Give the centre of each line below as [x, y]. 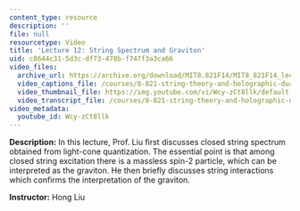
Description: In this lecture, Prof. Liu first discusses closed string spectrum [147, 142]
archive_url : [42, 76]
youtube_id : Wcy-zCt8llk [63, 117]
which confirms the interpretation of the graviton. [100, 180]
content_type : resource [54, 17]
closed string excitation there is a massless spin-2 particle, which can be [143, 161]
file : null [29, 34]
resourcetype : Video [48, 42]
